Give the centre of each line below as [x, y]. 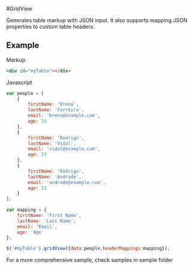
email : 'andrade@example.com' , [67, 182]
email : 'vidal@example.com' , [64, 149]
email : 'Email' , [37, 226]
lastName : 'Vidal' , [52, 143]
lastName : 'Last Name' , [47, 221]
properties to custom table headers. [50, 27]
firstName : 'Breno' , [53, 104]
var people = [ [25, 93]
